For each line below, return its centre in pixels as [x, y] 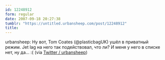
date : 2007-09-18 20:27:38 [33, 19]
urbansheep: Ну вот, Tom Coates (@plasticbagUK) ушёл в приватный [77, 42]
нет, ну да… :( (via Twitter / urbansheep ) [46, 53]
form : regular [20, 14]
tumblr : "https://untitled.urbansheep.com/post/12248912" [66, 23]
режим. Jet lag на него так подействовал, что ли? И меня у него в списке [83, 47]
